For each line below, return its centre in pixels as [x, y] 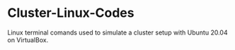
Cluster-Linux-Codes [71, 13]
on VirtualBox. [28, 39]
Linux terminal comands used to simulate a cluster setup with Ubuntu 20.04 [117, 32]
